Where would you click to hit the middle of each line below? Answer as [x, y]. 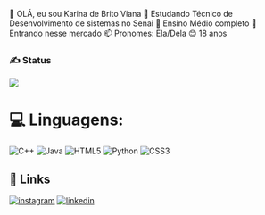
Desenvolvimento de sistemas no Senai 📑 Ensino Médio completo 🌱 [133, 23]
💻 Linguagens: [66, 120]
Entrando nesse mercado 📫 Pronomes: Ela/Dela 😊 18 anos [118, 33]
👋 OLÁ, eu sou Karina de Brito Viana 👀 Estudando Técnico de [121, 14]
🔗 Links [30, 179]
